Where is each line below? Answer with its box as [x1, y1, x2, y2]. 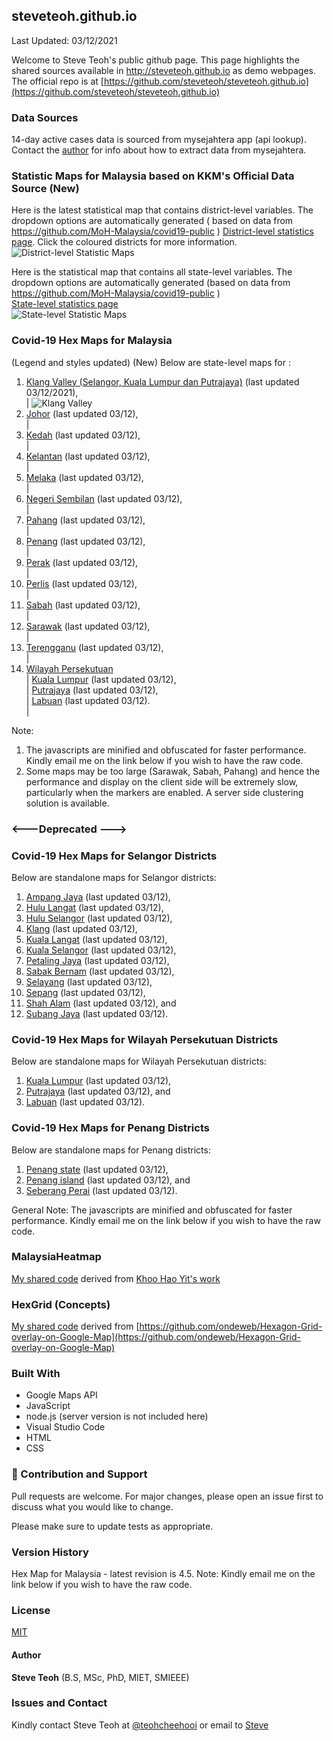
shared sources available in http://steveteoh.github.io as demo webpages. [11, 64, 317, 76]
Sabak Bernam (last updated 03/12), [25, 965, 175, 977]
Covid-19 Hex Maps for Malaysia [11, 334, 173, 348]
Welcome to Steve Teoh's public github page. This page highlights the [11, 54, 300, 66]
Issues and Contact [11, 1696, 108, 1710]
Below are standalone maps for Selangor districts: [11, 871, 217, 883]
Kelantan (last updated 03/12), [25, 450, 151, 462]
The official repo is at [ [11, 75, 104, 87]
